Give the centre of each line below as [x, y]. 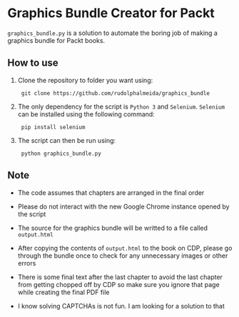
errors [27, 263]
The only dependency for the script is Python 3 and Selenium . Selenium [121, 106]
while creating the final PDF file [63, 292]
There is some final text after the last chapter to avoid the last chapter [120, 277]
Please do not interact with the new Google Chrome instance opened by [123, 206]
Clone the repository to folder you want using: [85, 80]
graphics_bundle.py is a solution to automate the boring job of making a [112, 33]
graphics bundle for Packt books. [56, 40]
